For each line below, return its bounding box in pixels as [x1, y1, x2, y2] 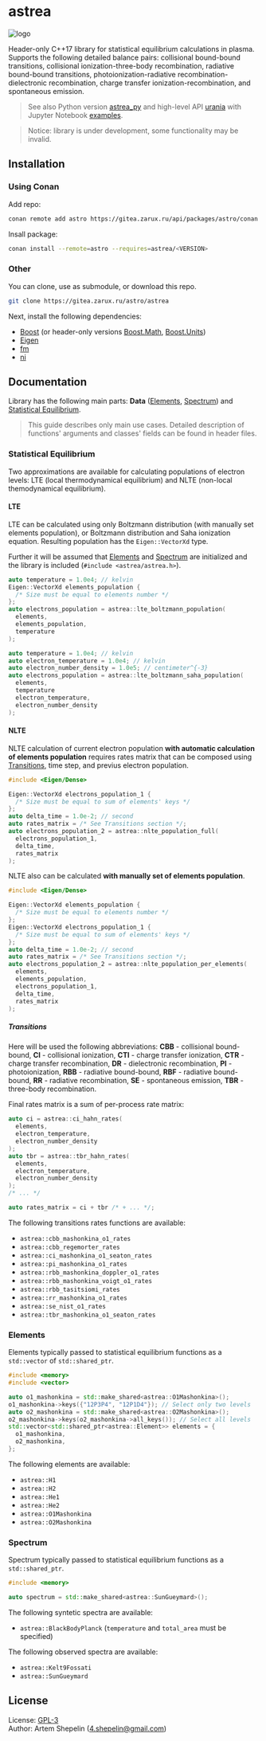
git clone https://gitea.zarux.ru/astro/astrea [8, 297, 170, 305]
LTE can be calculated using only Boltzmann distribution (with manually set [8, 519, 254, 529]
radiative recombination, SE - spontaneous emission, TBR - [49, 1076, 244, 1086]
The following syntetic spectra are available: [8, 1608, 154, 1617]
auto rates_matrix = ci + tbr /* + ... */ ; [8, 1203, 155, 1212]
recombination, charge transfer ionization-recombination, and [49, 78, 251, 88]
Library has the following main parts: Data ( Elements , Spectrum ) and [8, 397, 233, 406]
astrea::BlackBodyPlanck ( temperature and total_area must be [19, 1623, 227, 1633]
